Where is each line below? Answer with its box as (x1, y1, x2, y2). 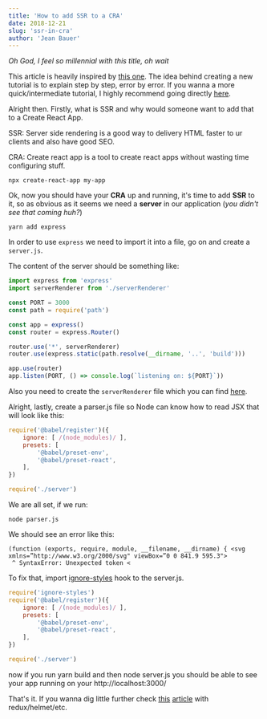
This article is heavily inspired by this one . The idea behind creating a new (8, 71, 253, 81)
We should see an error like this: (8, 530, 115, 538)
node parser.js (8, 515, 59, 523)
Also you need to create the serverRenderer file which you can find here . (8, 387, 248, 396)
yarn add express (8, 223, 67, 231)
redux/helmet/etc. (8, 702, 68, 712)
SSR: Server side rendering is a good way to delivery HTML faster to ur (8, 128, 243, 138)
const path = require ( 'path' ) (8, 306, 110, 314)
